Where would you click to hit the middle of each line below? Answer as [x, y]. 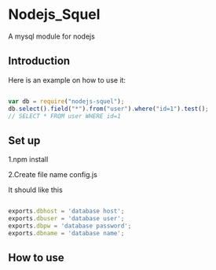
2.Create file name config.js [53, 175]
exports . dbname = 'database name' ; [66, 233]
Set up [24, 141]
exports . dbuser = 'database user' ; [66, 219]
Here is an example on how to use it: [67, 80]
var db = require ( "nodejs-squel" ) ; [66, 101]
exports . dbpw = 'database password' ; [70, 226]
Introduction [39, 61]
